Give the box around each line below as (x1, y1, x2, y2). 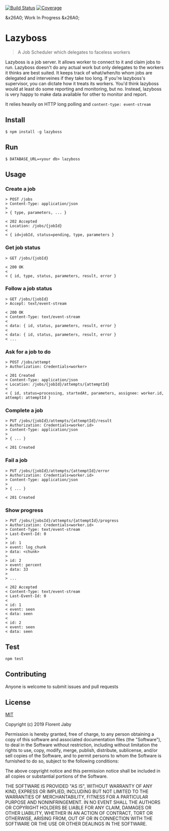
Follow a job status (5, 285, 52, 292)
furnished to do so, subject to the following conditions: (5, 758, 119, 764)
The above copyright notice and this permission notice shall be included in (5, 768, 160, 774)
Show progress (5, 507, 44, 514)
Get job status (5, 244, 40, 251)
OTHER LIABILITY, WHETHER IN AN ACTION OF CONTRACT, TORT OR (5, 810, 153, 816)
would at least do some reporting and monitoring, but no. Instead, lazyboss (5, 86, 162, 92)
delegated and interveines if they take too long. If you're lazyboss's (5, 75, 146, 81)
